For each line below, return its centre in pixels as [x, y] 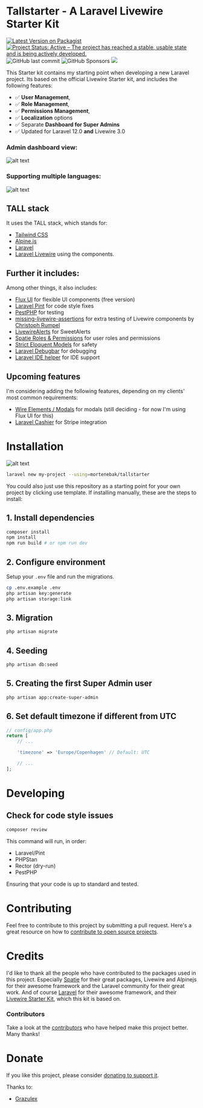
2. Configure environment [56, 562]
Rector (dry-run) [35, 866]
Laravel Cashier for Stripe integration [61, 422]
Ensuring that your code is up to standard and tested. [72, 884]
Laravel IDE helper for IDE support [57, 357]
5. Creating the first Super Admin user [79, 684]
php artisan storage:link [39, 599]
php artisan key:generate [39, 593]
